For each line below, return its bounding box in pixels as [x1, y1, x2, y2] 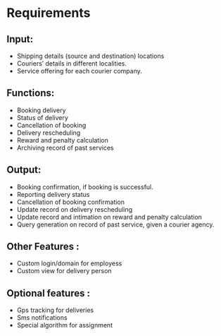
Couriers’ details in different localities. [16, 59, 127, 68]
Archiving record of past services [16, 143, 114, 152]
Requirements [6, 5, 91, 21]
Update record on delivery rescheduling [16, 205, 133, 213]
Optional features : [6, 287, 91, 299]
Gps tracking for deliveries [16, 306, 94, 315]
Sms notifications [16, 313, 68, 322]
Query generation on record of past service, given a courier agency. [16, 220, 215, 229]
